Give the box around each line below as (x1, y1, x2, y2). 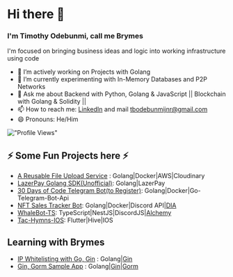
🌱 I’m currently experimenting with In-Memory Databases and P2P (17, 75, 207, 84)
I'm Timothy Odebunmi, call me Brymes (7, 31, 144, 41)
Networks (17, 83, 46, 91)
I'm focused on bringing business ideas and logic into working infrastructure (7, 47, 226, 55)
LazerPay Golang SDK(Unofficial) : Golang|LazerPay (17, 179, 166, 187)
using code (7, 54, 40, 63)
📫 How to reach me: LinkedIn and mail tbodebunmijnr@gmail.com (17, 105, 208, 113)
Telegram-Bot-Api (17, 194, 70, 203)
